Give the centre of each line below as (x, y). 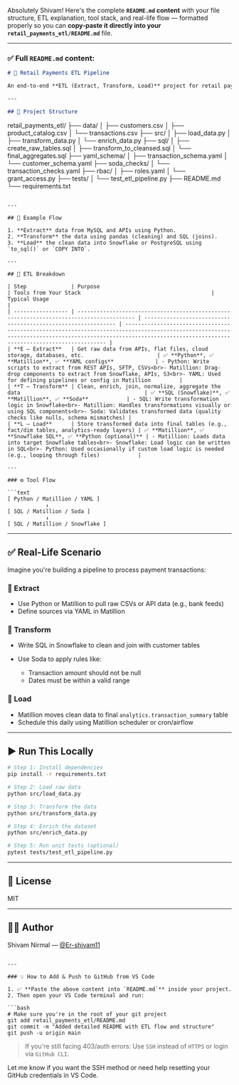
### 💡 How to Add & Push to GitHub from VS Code (81, 976)
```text (19, 493)
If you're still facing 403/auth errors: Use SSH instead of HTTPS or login (126, 1046)
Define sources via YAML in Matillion (71, 611)
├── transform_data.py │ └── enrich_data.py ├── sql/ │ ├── (99, 140)
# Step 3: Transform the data (52, 807)
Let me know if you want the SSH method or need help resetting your (109, 1067)
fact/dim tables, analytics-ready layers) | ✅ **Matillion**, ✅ (106, 430)
